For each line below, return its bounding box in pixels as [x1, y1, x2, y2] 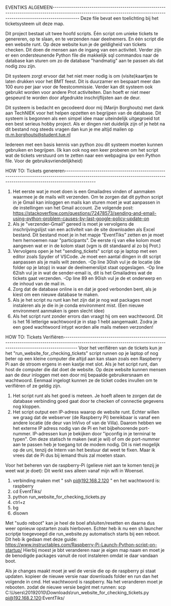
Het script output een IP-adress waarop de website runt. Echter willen [12, 409, 160, 415]
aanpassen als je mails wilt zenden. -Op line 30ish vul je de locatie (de [12, 259, 161, 265]
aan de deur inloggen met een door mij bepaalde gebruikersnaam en [5, 372, 150, 378]
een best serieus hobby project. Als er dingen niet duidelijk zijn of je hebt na [5, 121, 165, 127]
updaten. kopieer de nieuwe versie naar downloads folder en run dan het [5, 573, 158, 579]
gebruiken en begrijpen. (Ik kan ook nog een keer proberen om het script [5, 147, 159, 153]
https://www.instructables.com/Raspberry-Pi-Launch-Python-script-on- [5, 542, 157, 548]
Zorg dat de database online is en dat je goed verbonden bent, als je [12, 286, 157, 292]
